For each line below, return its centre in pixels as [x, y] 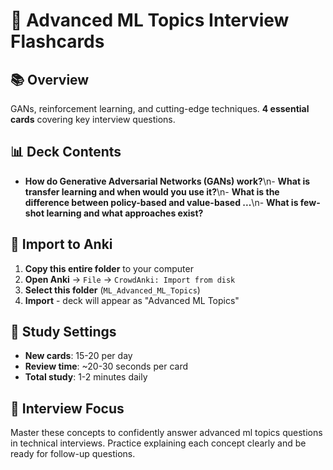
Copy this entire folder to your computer [109, 268]
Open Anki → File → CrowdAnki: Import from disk [130, 279]
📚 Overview [50, 79]
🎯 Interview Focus [67, 408]
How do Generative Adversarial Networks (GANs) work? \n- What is [167, 181]
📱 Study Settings [63, 332]
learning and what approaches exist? [125, 213]
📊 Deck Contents [66, 152]
